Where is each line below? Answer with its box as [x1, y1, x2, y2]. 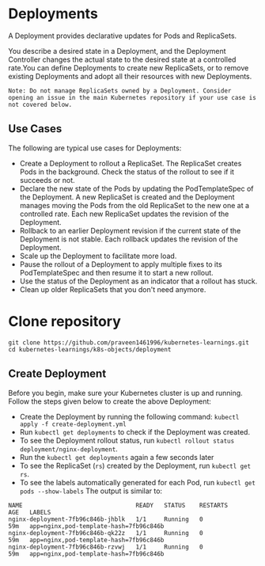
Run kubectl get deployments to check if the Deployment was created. [19, 427, 251, 436]
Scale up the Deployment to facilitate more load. [19, 251, 177, 260]
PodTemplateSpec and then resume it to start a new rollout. [19, 268, 214, 277]
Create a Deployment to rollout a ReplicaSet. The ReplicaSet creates [19, 158, 242, 168]
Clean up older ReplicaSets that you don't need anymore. [19, 284, 206, 294]
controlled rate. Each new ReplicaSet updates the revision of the [19, 209, 229, 218]
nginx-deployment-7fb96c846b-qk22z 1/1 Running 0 [8, 529, 203, 537]
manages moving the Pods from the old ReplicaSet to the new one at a [19, 200, 250, 210]
